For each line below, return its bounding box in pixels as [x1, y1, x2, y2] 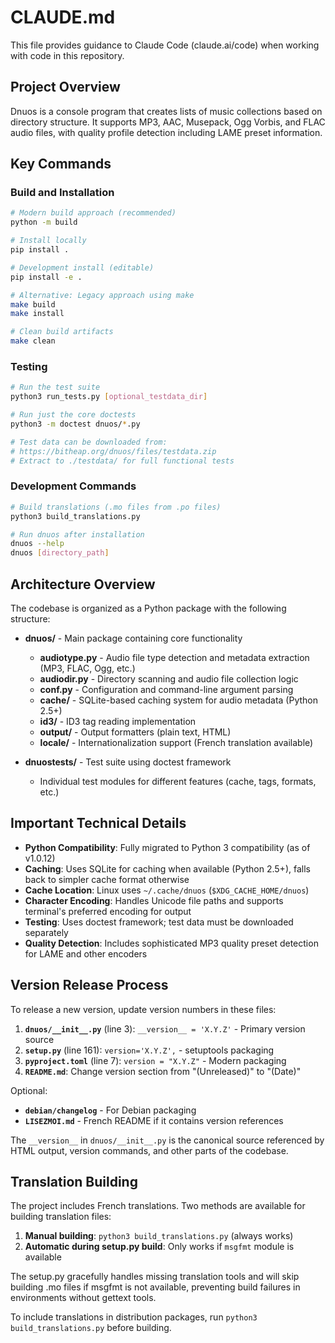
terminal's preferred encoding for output [24, 905, 192, 917]
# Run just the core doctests [10, 410, 137, 420]
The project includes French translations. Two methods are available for [10, 1200, 306, 1212]
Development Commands [10, 479, 137, 493]
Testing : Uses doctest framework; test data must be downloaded [24, 916, 294, 928]
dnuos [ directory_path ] [10, 548, 110, 558]
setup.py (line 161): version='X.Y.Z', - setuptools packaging [24, 1044, 275, 1056]
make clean [10, 336, 56, 346]
